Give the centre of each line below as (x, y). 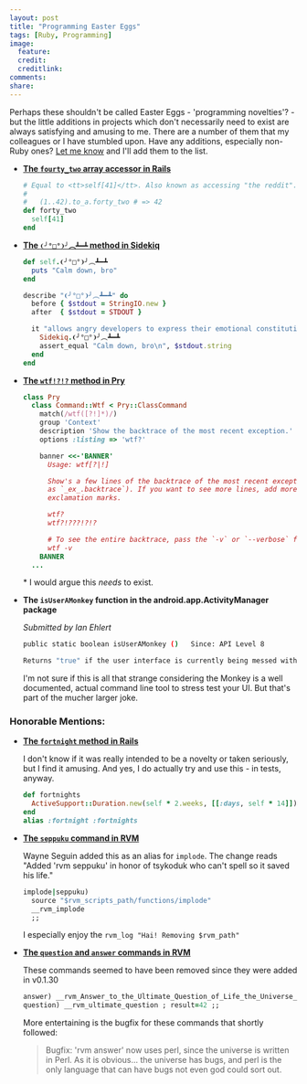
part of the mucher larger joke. (80, 698)
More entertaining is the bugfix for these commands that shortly (143, 1023)
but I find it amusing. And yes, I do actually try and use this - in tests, (152, 769)
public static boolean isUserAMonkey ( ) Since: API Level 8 (143, 644)
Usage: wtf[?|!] (78, 464)
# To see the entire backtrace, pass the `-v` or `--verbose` (168, 539)
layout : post (34, 18)
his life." (37, 875)
